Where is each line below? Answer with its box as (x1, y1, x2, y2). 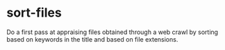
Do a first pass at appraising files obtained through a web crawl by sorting (6, 28, 219, 36)
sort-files (6, 5, 62, 21)
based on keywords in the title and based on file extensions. (6, 35, 178, 43)
